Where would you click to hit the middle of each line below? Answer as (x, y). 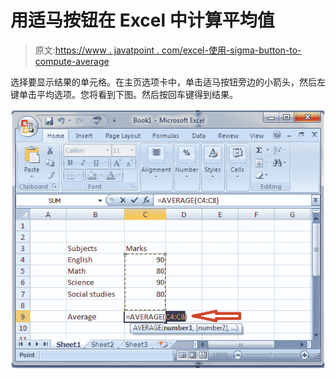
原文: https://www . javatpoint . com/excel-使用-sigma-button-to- (168, 50)
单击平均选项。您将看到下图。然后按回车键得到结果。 (128, 94)
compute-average (72, 61)
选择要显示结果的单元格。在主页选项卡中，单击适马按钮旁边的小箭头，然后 (163, 82)
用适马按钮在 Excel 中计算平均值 (142, 20)
